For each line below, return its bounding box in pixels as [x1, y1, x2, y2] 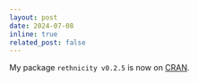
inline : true [9, 29, 58, 38]
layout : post [9, 12, 58, 22]
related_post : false [9, 37, 87, 47]
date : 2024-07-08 [9, 21, 74, 30]
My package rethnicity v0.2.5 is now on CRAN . [9, 62, 190, 73]
